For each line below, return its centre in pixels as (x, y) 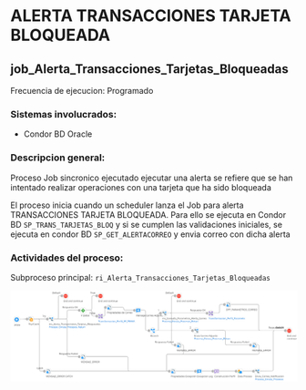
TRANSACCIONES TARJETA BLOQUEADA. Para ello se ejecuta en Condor (148, 214)
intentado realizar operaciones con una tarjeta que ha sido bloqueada (141, 187)
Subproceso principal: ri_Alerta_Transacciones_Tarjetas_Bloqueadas (141, 277)
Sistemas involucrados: (64, 114)
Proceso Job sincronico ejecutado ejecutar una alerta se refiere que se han (152, 178)
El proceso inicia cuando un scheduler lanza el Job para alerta (127, 205)
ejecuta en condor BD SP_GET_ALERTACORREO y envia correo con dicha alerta (150, 234)
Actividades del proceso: (67, 258)
